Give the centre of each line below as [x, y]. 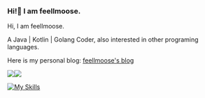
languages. [23, 47]
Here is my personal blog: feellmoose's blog [71, 60]
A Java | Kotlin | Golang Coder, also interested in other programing [103, 40]
